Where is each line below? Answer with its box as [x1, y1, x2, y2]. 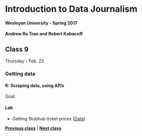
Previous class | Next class [5, 125, 61, 131]
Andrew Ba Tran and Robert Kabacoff [5, 31, 83, 37]
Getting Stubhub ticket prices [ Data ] [12, 115, 85, 121]
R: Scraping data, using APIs [5, 82, 65, 88]
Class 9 [5, 45, 28, 54]
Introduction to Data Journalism [5, 3, 138, 15]
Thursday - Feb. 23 [5, 58, 44, 64]
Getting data [5, 70, 36, 77]
